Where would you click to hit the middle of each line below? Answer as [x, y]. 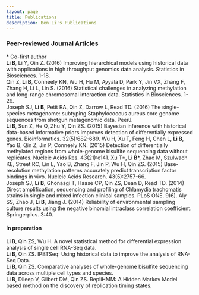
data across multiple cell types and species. [60, 273]
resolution [18, 170]
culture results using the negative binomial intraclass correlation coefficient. [99, 208]
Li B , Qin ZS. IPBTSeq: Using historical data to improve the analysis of [91, 254]
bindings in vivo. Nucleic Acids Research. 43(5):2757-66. [76, 177]
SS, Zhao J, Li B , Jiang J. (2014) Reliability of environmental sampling [91, 202]
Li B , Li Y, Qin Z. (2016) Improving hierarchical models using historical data [97, 62]
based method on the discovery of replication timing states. [79, 285]
